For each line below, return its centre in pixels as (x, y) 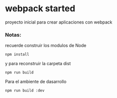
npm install (17, 54)
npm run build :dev (25, 91)
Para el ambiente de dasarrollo (36, 82)
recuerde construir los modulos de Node (46, 46)
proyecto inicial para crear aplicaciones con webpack (59, 22)
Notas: (13, 35)
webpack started (40, 9)
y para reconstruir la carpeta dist (38, 64)
